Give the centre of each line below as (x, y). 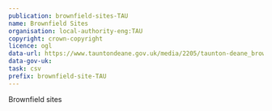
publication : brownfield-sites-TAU (68, 16)
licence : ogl (30, 46)
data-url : (25, 53)
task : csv (25, 69)
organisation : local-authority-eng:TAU (76, 31)
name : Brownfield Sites (49, 23)
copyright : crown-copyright (56, 38)
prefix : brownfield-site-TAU (57, 76)
